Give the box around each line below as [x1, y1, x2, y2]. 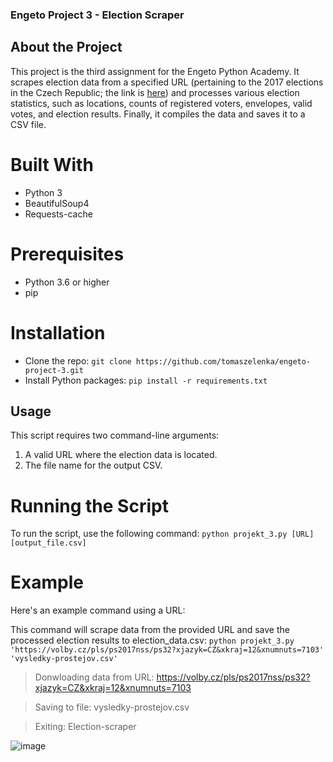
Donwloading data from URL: [34, 671, 155, 683]
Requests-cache [24, 208, 93, 220]
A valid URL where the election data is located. [24, 449, 218, 461]
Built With [10, 153, 94, 176]
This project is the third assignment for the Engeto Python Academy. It [10, 65, 300, 77]
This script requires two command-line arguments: [10, 429, 220, 442]
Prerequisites [10, 243, 125, 265]
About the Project [10, 39, 123, 56]
